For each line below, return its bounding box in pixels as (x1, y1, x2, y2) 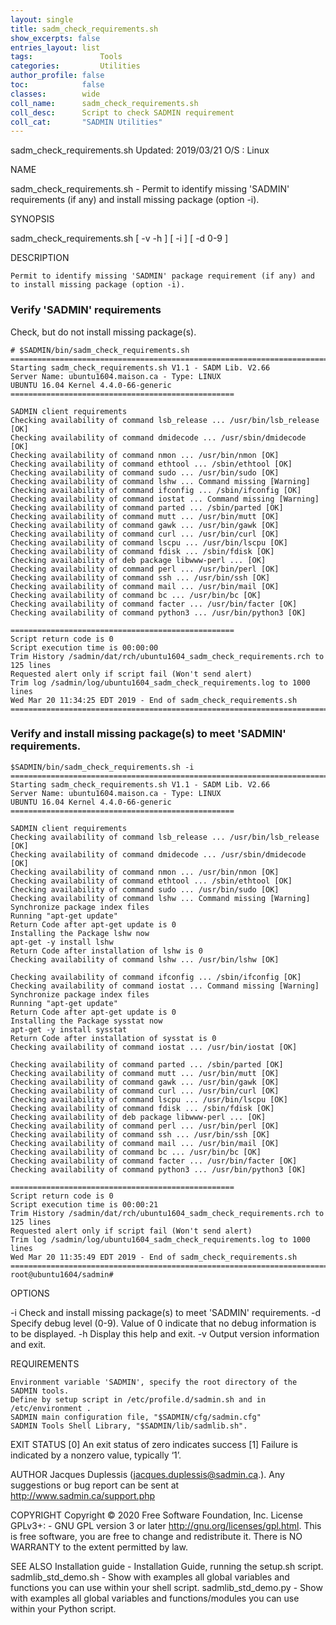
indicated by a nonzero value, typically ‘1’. (10, 1449, 182, 1461)
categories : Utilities (10, 61, 141, 71)
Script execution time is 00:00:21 (10, 1199, 159, 1210)
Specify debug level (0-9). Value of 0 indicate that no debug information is (10, 1317, 317, 1329)
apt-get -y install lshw (10, 937, 114, 947)
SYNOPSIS (10, 213, 55, 225)
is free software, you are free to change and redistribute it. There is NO (10, 1530, 303, 1542)
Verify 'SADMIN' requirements (10, 303, 162, 317)
